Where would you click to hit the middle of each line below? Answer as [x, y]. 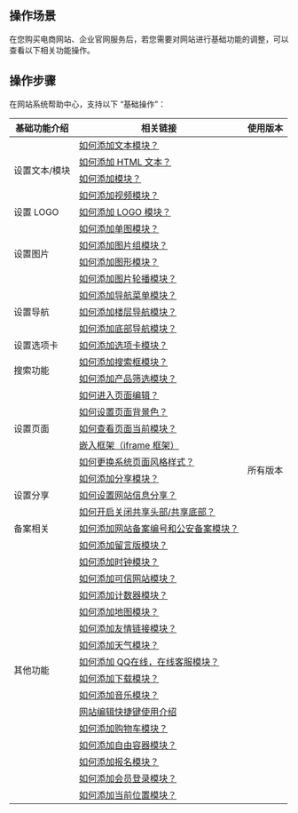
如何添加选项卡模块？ [123, 345]
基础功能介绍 [42, 128]
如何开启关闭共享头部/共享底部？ [147, 512]
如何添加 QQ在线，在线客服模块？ [149, 662]
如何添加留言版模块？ [123, 545]
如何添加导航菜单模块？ [128, 295]
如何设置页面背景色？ [123, 411]
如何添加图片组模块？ [123, 245]
